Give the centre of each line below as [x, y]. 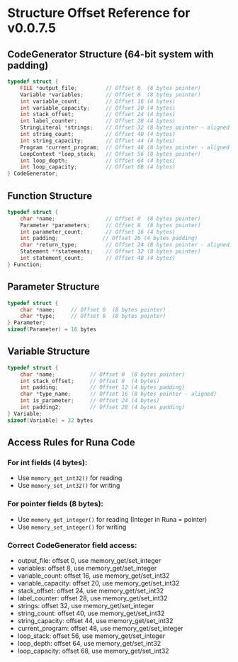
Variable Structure [49, 352]
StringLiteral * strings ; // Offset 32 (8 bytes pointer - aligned [125, 128]
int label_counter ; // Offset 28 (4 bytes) [98, 121]
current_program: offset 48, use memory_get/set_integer [100, 628]
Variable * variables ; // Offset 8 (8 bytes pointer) [110, 95]
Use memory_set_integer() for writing [72, 527]
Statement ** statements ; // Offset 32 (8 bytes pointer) [110, 252]
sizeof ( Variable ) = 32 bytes [50, 420]
